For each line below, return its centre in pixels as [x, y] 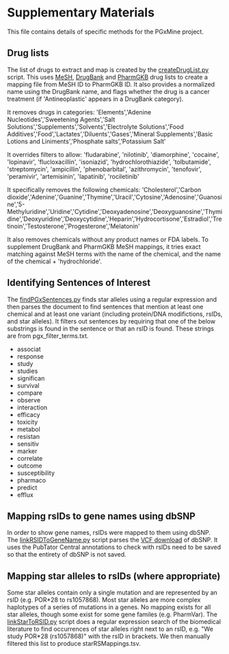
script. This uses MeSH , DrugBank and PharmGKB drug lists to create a [108, 77]
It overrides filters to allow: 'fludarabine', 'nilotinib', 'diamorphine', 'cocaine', [113, 154]
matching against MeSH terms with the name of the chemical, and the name [114, 254]
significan [31, 378]
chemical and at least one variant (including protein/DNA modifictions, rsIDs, [115, 314]
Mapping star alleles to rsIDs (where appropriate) [114, 576]
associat [29, 349]
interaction [32, 407]
